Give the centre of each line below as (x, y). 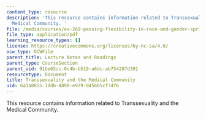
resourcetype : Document (37, 74)
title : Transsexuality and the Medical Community (71, 80)
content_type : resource (37, 12)
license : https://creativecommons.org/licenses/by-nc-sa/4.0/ (87, 46)
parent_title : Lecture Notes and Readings (61, 57)
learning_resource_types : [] (44, 40)
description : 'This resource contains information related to (87, 18)
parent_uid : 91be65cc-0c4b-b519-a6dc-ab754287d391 (72, 69)
